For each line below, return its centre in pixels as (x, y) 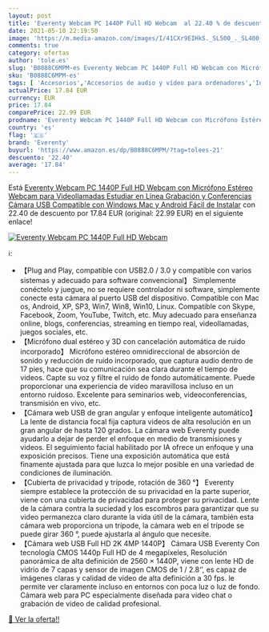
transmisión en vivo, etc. (60, 403)
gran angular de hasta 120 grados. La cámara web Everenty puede (130, 431)
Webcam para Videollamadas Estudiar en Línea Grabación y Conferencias (130, 196)
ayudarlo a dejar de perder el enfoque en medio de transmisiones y (131, 439)
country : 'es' (32, 128)
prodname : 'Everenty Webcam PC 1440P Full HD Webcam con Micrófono (123, 120)
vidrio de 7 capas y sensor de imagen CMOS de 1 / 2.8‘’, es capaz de (133, 569)
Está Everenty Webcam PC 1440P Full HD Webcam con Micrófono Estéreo (131, 188)
